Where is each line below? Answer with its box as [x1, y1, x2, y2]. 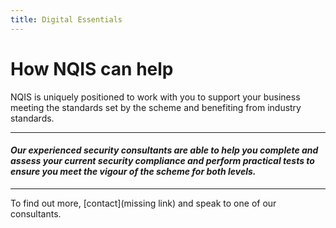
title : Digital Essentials [10, 14, 123, 25]
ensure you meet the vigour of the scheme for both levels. [10, 166, 257, 178]
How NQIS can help [10, 57, 174, 80]
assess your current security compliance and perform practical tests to [10, 155, 315, 167]
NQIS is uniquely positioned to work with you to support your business [10, 91, 301, 103]
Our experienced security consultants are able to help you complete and [10, 144, 319, 156]
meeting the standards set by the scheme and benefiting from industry [10, 101, 302, 113]
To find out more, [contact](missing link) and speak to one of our [10, 197, 277, 209]
